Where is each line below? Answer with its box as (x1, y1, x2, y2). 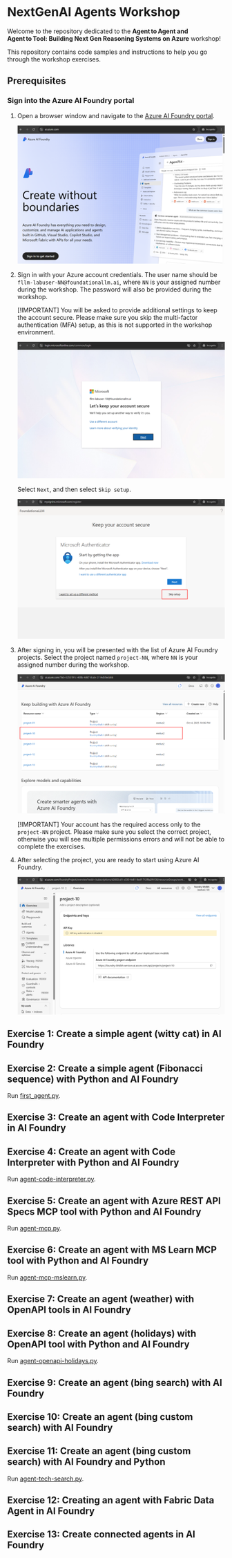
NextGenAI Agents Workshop (7, 4, 181, 20)
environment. (17, 328, 55, 336)
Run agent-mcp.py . (7, 1224, 62, 1233)
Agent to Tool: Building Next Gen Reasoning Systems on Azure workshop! (7, 34, 221, 42)
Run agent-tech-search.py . (7, 1474, 84, 1483)
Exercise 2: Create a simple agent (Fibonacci (7, 1062, 203, 1074)
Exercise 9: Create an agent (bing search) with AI (7, 1376, 222, 1389)
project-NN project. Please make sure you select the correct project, (17, 828, 212, 836)
